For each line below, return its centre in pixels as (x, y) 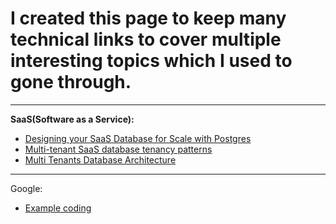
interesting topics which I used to (151, 61)
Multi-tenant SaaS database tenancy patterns (118, 149)
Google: (26, 188)
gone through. (71, 82)
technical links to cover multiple (146, 39)
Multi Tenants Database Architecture (100, 159)
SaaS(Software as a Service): (72, 119)
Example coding (58, 208)
